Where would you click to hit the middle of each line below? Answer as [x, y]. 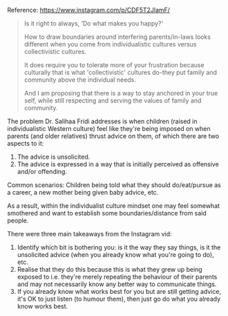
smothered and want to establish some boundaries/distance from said [107, 213]
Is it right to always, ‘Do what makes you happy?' [94, 23]
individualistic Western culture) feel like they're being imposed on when [109, 129]
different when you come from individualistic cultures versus [110, 44]
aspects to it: [26, 143]
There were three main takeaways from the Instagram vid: [89, 234]
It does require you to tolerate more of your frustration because [114, 65]
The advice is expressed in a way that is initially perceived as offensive [118, 164]
